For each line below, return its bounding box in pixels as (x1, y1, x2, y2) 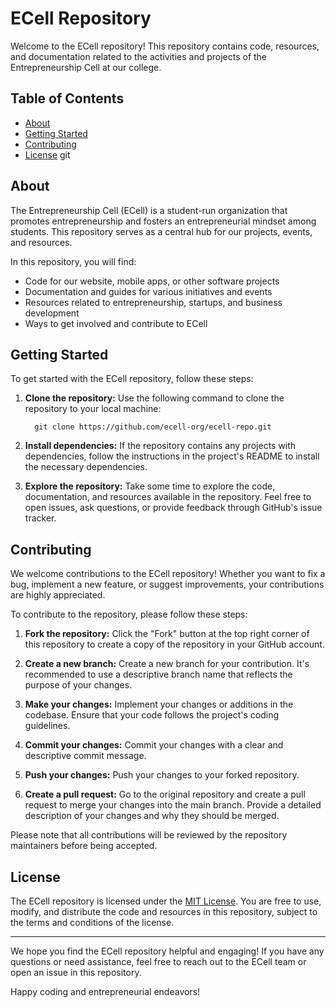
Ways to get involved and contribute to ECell (24, 317, 208, 329)
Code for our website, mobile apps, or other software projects (24, 275, 280, 287)
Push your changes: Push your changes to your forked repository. (24, 769, 300, 781)
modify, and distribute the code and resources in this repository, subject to (10, 906, 318, 917)
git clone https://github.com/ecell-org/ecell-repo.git (34, 422, 272, 432)
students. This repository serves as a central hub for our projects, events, (10, 225, 313, 237)
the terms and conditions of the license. (10, 917, 175, 928)
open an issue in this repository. (10, 967, 142, 978)
